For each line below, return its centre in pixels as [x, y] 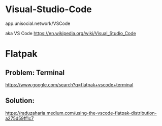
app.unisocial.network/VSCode [38, 23]
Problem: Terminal [35, 72]
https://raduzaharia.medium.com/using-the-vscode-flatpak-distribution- [81, 113]
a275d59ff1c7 [20, 118]
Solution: [20, 101]
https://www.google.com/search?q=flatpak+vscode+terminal [69, 84]
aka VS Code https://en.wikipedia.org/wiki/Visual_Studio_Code [71, 33]
